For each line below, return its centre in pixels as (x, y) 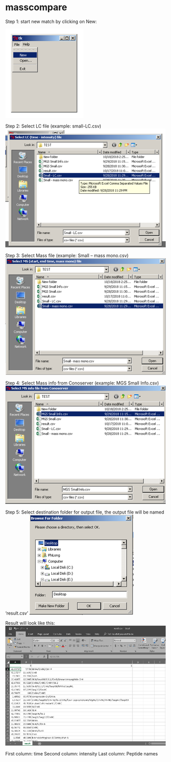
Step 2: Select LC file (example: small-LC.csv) (53, 126)
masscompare (36, 7)
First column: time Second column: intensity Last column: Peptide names (82, 754)
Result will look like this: (30, 623)
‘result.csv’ (17, 613)
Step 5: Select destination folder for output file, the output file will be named (85, 512)
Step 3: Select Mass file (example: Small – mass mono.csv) (67, 255)
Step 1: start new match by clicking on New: (51, 21)
